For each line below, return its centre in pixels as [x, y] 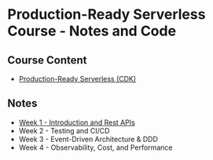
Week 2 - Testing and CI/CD [64, 130]
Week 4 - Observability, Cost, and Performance [95, 147]
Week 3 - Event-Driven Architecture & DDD [88, 139]
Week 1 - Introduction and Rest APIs [77, 122]
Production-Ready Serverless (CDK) [77, 79]
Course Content [47, 60]
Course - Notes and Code [92, 31]
